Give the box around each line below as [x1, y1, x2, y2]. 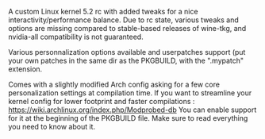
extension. [8, 64, 43, 74]
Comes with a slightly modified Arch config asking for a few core [8, 79, 221, 89]
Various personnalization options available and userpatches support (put [8, 48, 246, 56]
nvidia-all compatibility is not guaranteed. [8, 32, 144, 41]
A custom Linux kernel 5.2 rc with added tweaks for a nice [8, 7, 198, 16]
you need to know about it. [8, 122, 96, 131]
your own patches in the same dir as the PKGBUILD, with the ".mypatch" [8, 56, 244, 65]
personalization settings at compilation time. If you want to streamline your [8, 88, 252, 98]
